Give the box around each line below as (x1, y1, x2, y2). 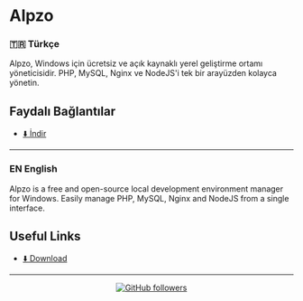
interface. (9, 202, 45, 213)
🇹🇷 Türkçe (9, 38, 60, 51)
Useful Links (9, 228, 81, 244)
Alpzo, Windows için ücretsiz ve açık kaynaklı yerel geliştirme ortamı (9, 58, 263, 69)
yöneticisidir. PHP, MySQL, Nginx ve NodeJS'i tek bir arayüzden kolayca (9, 68, 278, 79)
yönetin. (9, 78, 40, 89)
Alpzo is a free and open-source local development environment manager (9, 183, 284, 194)
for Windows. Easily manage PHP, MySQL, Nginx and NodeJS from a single (9, 193, 289, 203)
